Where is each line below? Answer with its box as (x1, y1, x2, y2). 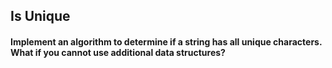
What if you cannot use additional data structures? (10, 46, 226, 58)
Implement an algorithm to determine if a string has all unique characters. (10, 35, 323, 48)
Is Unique (10, 8, 71, 25)
